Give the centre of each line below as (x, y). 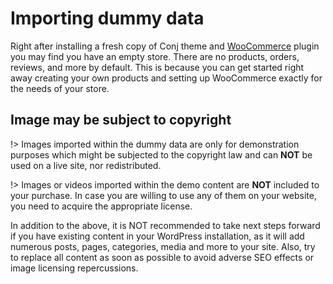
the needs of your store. (60, 88)
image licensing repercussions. (74, 268)
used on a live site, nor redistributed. (86, 165)
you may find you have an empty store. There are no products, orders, (155, 56)
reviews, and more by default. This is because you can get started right (157, 67)
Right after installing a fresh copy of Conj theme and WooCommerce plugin (165, 46)
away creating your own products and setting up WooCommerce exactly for (166, 78)
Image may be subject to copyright (121, 120)
